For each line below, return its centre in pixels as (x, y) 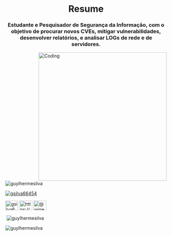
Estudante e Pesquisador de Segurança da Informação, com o (86, 25)
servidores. (86, 44)
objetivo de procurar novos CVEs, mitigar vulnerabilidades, (86, 31)
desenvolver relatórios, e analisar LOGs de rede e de (86, 38)
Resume (86, 9)
